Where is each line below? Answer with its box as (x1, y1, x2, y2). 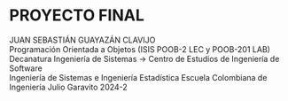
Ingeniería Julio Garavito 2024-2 (9, 82, 128, 92)
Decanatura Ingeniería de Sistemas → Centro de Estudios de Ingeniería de (9, 53, 280, 64)
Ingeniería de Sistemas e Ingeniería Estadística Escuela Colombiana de (9, 72, 268, 82)
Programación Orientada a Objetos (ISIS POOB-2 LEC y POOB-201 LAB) (9, 43, 270, 54)
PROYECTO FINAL (9, 5, 144, 26)
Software (9, 63, 43, 74)
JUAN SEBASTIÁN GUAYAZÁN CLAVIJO (9, 35, 156, 45)
